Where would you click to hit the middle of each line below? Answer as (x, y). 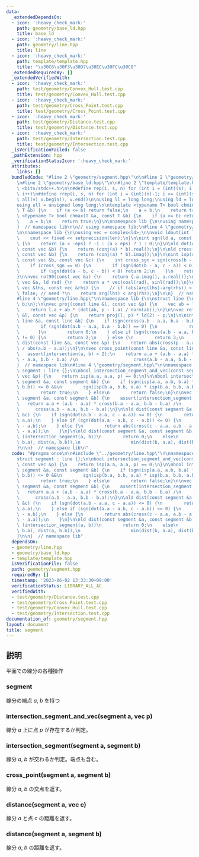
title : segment (25, 630)
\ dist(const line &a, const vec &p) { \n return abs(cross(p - (100, 343)
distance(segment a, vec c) (46, 804)
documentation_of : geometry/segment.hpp (57, 619)
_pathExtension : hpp (37, 155)
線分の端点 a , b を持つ (33, 700)
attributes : (26, 166)
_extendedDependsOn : (37, 17)
